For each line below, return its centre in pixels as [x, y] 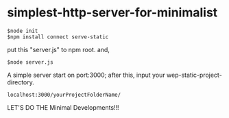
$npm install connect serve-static [58, 37]
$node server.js [30, 62]
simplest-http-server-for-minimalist [112, 13]
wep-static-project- [195, 75]
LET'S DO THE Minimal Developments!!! [63, 107]
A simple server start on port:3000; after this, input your [86, 75]
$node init [23, 31]
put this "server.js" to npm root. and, [58, 49]
